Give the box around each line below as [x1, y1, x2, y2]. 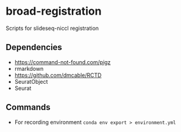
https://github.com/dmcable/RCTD [14, 71, 102, 79]
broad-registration [5, 4, 102, 18]
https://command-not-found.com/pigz [14, 58, 111, 65]
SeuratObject [14, 78, 48, 85]
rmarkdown [14, 65, 44, 72]
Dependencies [5, 42, 62, 53]
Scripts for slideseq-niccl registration [5, 24, 99, 32]
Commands [5, 102, 51, 112]
